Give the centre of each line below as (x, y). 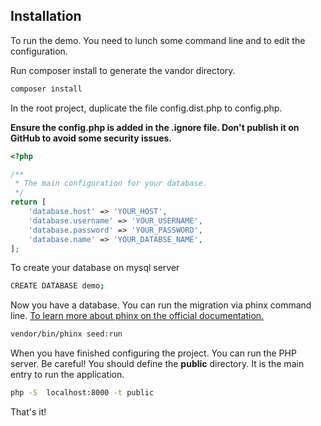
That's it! (28, 412)
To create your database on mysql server (95, 268)
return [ (28, 202)
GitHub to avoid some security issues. (91, 138)
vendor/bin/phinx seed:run (66, 334)
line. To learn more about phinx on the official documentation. (137, 316)
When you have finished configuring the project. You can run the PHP (153, 353)
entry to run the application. (67, 375)
